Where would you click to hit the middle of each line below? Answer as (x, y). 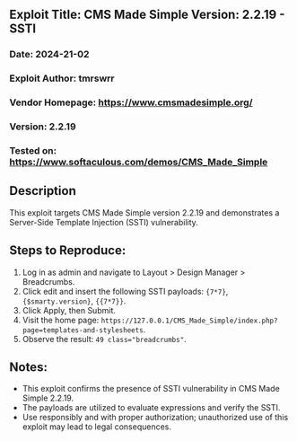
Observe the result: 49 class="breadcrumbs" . (104, 339)
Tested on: (33, 150)
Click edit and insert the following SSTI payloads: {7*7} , (125, 291)
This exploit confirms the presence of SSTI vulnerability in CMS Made (151, 389)
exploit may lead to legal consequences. (97, 427)
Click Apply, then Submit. (69, 310)
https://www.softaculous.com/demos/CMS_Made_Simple (139, 162)
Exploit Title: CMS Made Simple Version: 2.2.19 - (147, 15)
